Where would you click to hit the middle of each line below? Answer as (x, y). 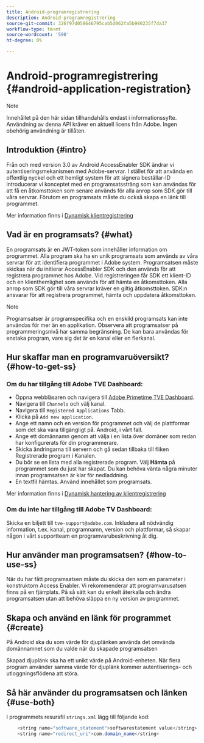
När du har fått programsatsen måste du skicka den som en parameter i (96, 579)
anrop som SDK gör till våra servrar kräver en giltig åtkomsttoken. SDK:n (97, 288)
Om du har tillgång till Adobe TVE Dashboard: (75, 384)
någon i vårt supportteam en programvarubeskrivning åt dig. (82, 536)
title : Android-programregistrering (53, 12)
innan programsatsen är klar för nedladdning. (72, 475)
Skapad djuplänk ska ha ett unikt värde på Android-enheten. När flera (93, 661)
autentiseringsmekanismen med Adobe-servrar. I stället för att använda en (100, 171)
